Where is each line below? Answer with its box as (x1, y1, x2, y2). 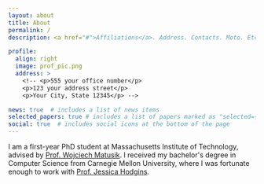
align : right (15, 55, 58, 63)
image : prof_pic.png (15, 62, 82, 71)
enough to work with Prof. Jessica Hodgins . (8, 167, 150, 176)
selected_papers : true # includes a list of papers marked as (8, 113, 216, 121)
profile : (8, 48, 37, 56)
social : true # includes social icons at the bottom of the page (8, 120, 230, 128)
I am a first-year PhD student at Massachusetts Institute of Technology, (8, 142, 239, 151)
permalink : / (8, 26, 51, 34)
